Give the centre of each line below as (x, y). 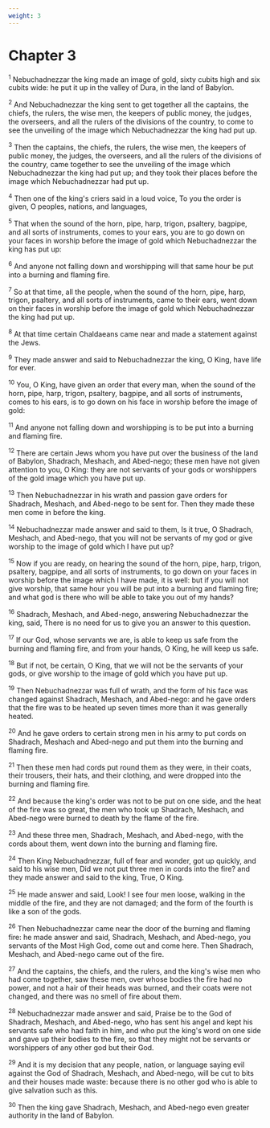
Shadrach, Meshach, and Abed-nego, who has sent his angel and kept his (131, 1022)
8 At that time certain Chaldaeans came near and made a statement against (133, 333)
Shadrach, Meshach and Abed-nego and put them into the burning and (126, 742)
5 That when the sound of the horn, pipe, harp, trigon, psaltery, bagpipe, (128, 223)
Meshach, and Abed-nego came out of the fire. (86, 954)
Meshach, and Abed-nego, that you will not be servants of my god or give (131, 537)
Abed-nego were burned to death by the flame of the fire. (104, 818)
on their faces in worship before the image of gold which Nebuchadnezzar (131, 309)
